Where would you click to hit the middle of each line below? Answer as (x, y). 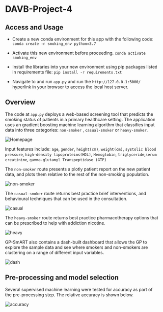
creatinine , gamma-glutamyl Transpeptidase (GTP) (56, 159)
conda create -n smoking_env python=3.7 (54, 44)
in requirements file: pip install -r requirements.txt (67, 72)
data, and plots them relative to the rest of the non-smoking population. (77, 174)
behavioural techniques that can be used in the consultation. (66, 199)
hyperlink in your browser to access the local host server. (70, 87)
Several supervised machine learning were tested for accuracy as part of (79, 289)
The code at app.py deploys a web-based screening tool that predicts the (79, 114)
